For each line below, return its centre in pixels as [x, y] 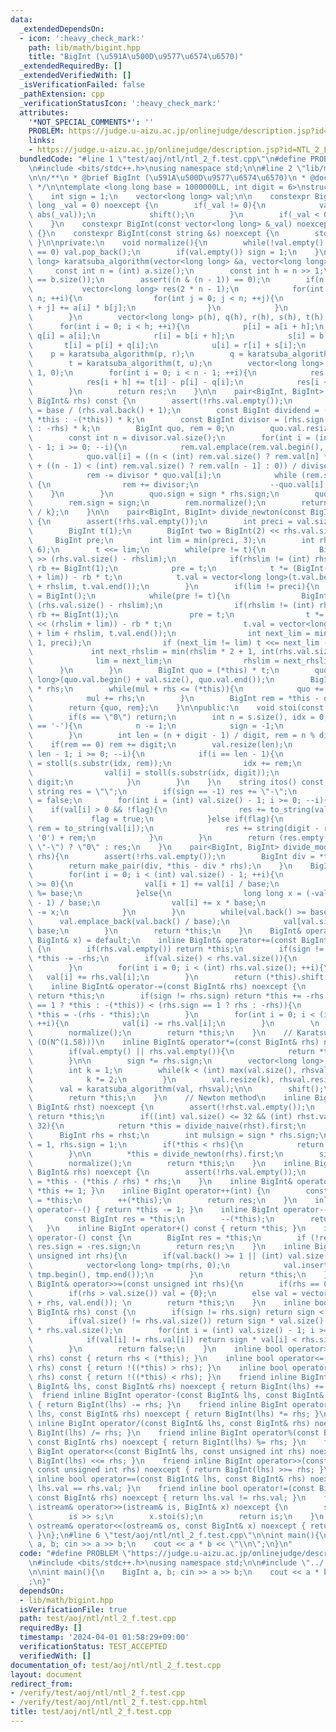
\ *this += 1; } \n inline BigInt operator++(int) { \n [149, 1191]
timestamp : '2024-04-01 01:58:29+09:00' [104, 1637]
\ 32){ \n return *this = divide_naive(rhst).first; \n [167, 1126]
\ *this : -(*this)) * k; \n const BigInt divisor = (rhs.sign [176, 419]
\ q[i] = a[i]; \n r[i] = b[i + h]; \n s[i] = [171, 336]
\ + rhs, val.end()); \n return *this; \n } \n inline [169, 1302]
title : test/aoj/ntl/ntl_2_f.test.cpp [91, 1712]
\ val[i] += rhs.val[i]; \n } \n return [145, 977]
